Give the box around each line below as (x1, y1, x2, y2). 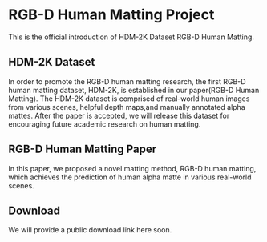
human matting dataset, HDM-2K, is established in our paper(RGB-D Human (8, 85, 260, 95)
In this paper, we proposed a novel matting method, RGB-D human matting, (8, 163, 257, 173)
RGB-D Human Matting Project (8, 6, 215, 24)
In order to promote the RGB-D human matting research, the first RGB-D (8, 76, 246, 86)
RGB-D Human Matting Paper (8, 143, 157, 156)
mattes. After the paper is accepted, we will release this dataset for (8, 111, 230, 120)
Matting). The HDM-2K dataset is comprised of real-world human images (8, 94, 250, 103)
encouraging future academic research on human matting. (8, 119, 201, 129)
